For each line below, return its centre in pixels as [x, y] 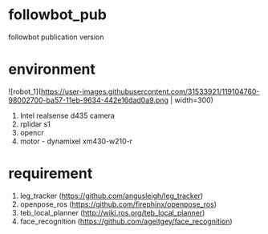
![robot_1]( [25, 91]
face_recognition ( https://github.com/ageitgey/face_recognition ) [126, 221]
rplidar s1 [35, 124]
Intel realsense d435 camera [67, 115]
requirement [51, 173]
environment [52, 69]
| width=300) [192, 100]
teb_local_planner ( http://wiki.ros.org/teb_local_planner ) [112, 212]
